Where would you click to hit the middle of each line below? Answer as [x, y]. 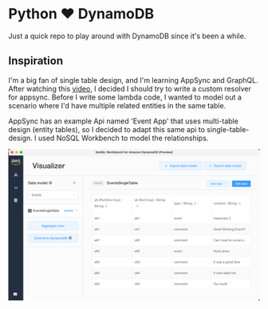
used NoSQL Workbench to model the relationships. [124, 138]
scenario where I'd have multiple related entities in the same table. [117, 105]
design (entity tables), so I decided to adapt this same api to [107, 129]
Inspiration [36, 61]
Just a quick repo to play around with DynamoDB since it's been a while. [127, 36]
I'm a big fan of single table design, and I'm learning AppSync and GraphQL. [133, 80]
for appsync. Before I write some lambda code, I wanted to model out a [125, 97]
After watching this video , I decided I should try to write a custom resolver [130, 88]
